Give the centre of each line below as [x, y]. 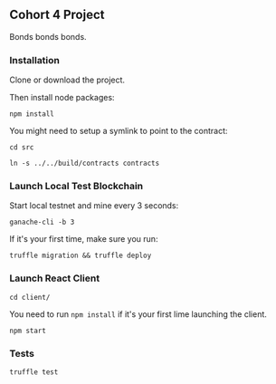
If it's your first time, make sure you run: [84, 239]
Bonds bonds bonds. [48, 36]
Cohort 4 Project [57, 15]
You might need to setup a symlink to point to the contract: [119, 131]
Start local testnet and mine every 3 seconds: [94, 206]
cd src [22, 148]
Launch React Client [55, 278]
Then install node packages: [62, 98]
